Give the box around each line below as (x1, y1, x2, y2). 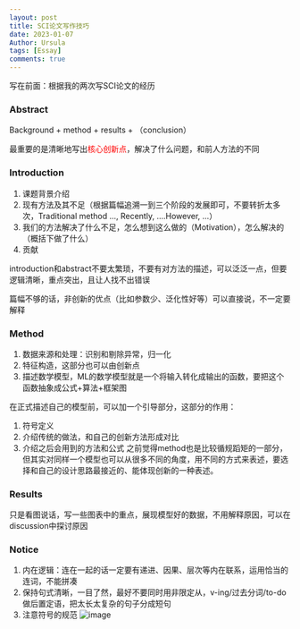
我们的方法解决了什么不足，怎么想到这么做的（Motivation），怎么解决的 (21, 221, 285, 233)
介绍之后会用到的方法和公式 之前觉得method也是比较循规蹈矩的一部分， (21, 442, 287, 453)
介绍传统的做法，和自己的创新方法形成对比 (21, 431, 179, 442)
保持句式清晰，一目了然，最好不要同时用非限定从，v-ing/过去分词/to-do (21, 587, 287, 598)
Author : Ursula (9, 38, 66, 47)
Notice (9, 543, 39, 556)
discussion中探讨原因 (9, 521, 88, 531)
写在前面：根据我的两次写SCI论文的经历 (9, 81, 155, 90)
